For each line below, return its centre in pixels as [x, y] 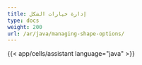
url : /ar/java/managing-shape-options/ [66, 34]
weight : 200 [25, 27]
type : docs [23, 20]
